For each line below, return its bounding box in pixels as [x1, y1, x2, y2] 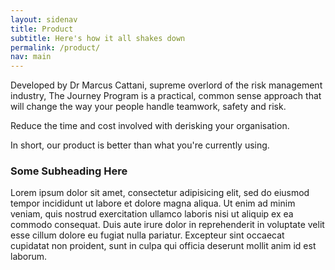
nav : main [10, 52, 52, 62]
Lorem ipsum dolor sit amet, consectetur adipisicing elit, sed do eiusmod [10, 187, 310, 199]
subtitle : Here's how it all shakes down [10, 33, 186, 43]
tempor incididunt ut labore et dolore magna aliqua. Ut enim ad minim [10, 197, 296, 210]
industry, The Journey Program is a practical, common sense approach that [10, 90, 322, 102]
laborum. [10, 251, 48, 263]
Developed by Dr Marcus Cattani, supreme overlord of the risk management [10, 79, 323, 91]
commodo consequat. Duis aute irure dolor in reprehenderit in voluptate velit [10, 219, 325, 231]
